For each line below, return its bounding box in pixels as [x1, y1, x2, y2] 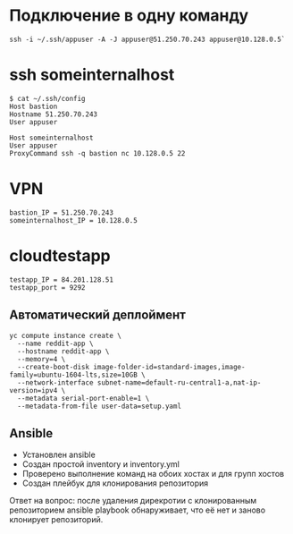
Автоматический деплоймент [9, 308, 186, 323]
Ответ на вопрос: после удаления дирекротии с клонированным [9, 496, 257, 506]
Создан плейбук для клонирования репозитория [21, 478, 209, 488]
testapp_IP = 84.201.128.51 [9, 275, 114, 284]
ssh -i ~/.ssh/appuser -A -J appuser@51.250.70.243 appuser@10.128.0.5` [9, 35, 286, 44]
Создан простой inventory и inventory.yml [21, 459, 180, 470]
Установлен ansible [21, 449, 96, 461]
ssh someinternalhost [9, 64, 175, 85]
